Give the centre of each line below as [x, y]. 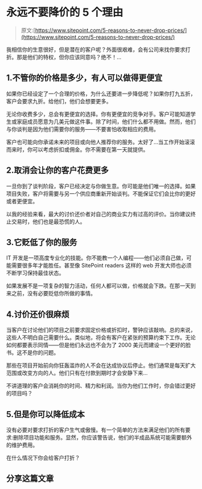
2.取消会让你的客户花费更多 [58, 171]
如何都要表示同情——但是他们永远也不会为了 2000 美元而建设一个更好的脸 [99, 345]
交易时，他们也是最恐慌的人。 [48, 222]
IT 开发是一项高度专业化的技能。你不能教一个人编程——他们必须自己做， [96, 258]
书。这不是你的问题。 [32, 353]
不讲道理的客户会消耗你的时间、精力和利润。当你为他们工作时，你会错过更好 [101, 386]
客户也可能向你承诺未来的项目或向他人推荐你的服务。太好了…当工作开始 [96, 142]
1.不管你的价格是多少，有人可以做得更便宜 [84, 78]
